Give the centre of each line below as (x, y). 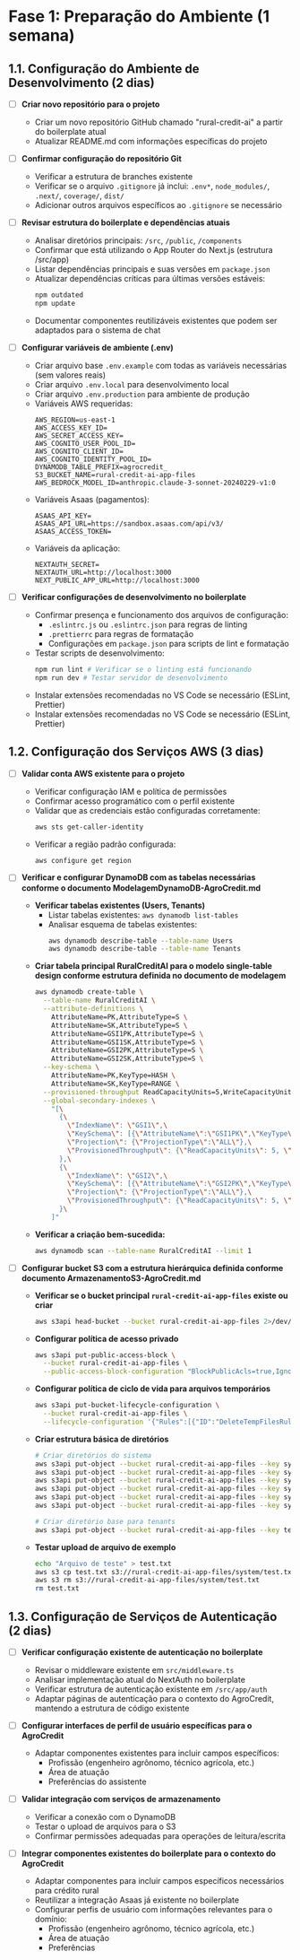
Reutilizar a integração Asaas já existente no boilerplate (137, 1900)
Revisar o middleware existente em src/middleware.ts (134, 1670)
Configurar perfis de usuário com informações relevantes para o (154, 1910)
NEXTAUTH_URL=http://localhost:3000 (103, 572)
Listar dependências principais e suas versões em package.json (152, 269)
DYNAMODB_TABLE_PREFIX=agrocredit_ (101, 467)
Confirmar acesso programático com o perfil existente (134, 801)
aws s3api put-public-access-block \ (105, 1355)
